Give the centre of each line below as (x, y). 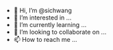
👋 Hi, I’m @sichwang (42, 10)
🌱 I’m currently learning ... (50, 25)
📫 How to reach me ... (45, 40)
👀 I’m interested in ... (42, 18)
